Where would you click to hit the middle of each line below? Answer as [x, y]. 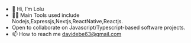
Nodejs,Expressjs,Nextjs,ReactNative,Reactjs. [67, 21]
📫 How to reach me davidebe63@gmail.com [67, 34]
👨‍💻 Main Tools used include [46, 15]
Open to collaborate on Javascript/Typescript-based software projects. [98, 27]
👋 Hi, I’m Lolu [28, 9]
